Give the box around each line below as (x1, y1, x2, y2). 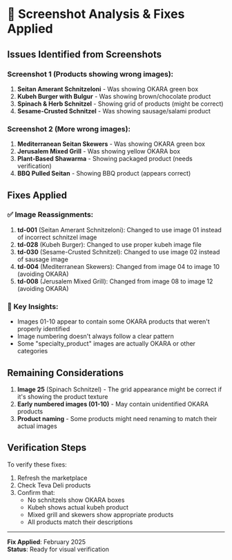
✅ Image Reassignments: (7, 210, 94, 220)
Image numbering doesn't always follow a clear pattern (17, 332, 175, 341)
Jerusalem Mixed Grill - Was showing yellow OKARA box (17, 147, 181, 156)
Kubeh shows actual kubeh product (27, 503, 129, 511)
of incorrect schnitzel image (17, 233, 97, 241)
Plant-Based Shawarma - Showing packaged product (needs (17, 155, 193, 163)
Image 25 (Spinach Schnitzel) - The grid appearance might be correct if (17, 385, 222, 393)
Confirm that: (17, 488, 55, 496)
